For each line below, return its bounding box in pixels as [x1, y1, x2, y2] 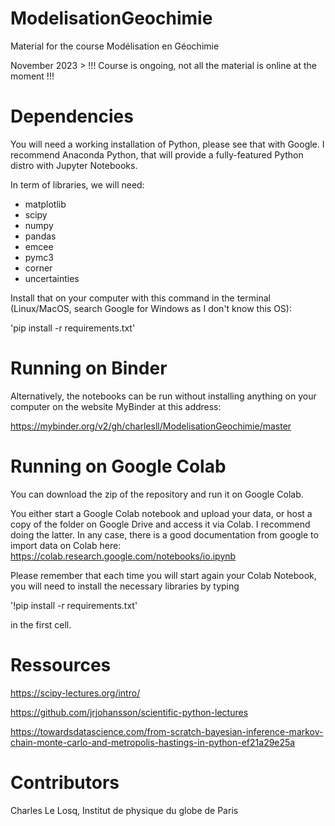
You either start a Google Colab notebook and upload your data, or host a [10, 507, 313, 519]
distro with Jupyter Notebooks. [10, 159, 138, 171]
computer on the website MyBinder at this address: [10, 400, 222, 412]
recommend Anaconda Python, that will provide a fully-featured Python [10, 148, 304, 161]
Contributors [10, 771, 120, 794]
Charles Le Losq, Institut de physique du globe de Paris [10, 804, 239, 816]
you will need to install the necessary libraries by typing [10, 580, 240, 592]
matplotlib [24, 198, 67, 210]
